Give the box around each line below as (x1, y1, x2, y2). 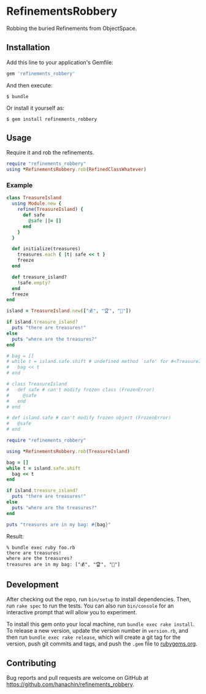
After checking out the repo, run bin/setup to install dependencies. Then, (6, 596, 191, 603)
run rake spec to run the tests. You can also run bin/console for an (6, 602, 174, 609)
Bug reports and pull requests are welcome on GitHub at (6, 674, 149, 682)
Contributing (6, 658, 56, 668)
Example (6, 181, 33, 189)
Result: (6, 532, 24, 540)
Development (6, 579, 59, 590)
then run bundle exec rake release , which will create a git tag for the (6, 633, 181, 641)
